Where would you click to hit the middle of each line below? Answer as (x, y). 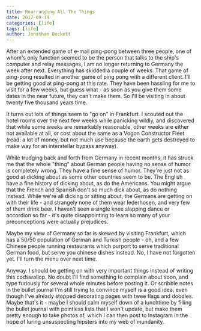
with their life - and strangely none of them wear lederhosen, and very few (98, 203)
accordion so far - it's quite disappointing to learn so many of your (88, 215)
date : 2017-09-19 (28, 17)
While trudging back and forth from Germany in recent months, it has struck (100, 158)
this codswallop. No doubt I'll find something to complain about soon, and (97, 277)
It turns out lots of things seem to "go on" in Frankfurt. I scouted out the (95, 114)
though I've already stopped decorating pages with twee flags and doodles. (100, 296)
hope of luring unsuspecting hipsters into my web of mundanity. (85, 322)
